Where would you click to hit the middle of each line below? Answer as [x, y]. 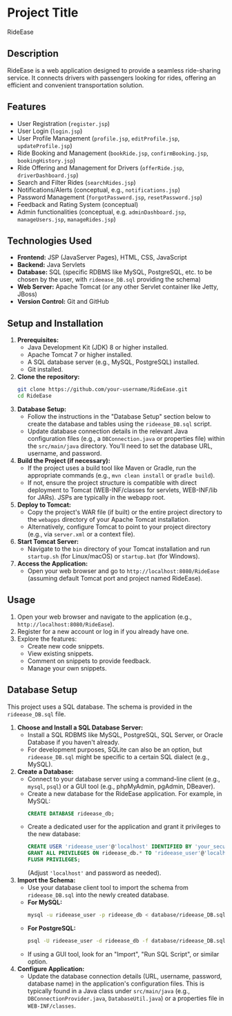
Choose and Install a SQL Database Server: [80, 727]
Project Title [43, 13]
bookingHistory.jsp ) [46, 160]
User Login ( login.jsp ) [50, 131]
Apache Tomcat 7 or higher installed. [80, 355]
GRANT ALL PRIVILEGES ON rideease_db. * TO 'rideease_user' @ [116, 853]
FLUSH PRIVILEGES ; [54, 860]
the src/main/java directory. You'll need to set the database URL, [120, 446]
